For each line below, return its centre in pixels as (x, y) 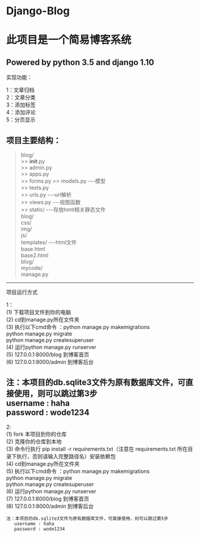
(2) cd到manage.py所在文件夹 (43, 320)
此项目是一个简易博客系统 (69, 40)
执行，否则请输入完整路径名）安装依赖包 (66, 456)
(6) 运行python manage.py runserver (51, 491)
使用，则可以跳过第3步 (56, 394)
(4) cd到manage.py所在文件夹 (43, 464)
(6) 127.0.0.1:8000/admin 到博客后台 (50, 362)
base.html (33, 249)
